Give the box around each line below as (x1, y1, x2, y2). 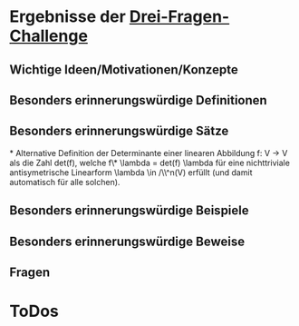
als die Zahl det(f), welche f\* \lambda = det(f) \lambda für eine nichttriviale (9, 157, 290, 168)
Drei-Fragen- (129, 6, 230, 27)
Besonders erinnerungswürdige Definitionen (9, 93, 267, 108)
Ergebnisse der (9, 6, 127, 27)
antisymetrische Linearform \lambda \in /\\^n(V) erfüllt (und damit (9, 166, 253, 178)
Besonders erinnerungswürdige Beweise (9, 233, 246, 249)
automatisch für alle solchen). (9, 176, 121, 187)
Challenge (9, 25, 89, 46)
